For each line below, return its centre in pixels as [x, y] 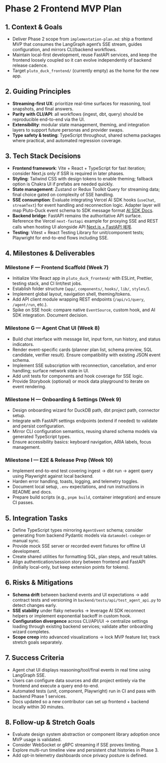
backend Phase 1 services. [39, 696]
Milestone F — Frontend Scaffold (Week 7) [57, 267]
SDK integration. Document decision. [50, 315]
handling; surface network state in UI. [51, 370]
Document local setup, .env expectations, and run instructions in [78, 487]
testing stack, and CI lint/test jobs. [47, 283]
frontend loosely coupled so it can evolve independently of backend [82, 60]
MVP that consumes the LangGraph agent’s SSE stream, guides [77, 44]
